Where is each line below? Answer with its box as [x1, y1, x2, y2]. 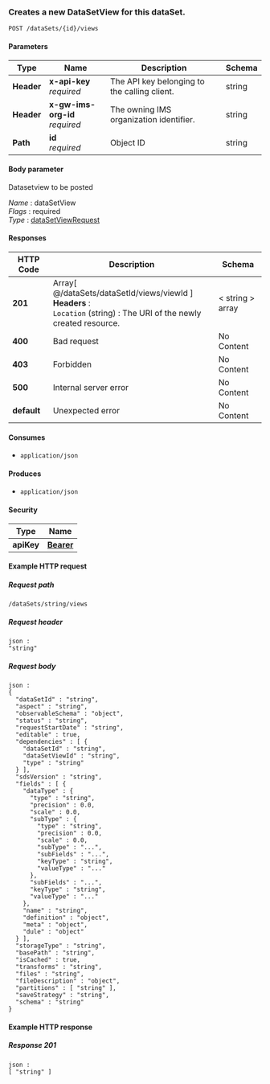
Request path [8, 580, 55, 589]
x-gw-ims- [49, 99, 96, 110]
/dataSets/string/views [8, 600, 88, 609]
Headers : [52, 297, 91, 308]
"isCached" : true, [15, 956, 81, 964]
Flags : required [8, 206, 61, 216]
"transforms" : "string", [15, 963, 103, 971]
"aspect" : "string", [15, 703, 88, 711]
